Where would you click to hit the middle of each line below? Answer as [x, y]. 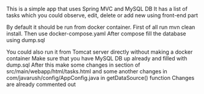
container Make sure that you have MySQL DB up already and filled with [97, 58]
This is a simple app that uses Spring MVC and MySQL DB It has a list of [97, 9]
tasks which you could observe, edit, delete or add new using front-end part [102, 15]
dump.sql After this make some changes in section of [73, 65]
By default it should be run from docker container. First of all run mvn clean [101, 27]
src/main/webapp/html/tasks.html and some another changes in [87, 71]
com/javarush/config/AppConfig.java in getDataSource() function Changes [100, 78]
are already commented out [41, 84]
